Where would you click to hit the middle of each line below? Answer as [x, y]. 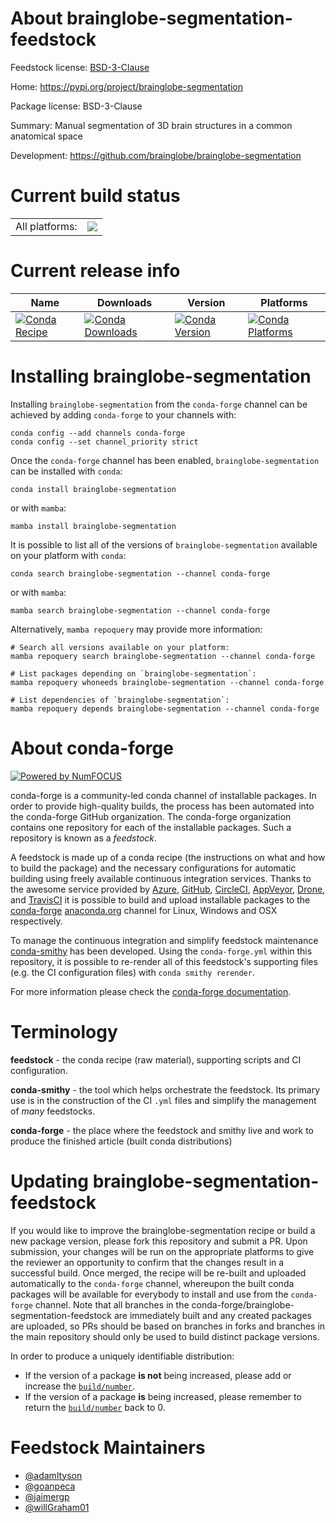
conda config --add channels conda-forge [98, 433]
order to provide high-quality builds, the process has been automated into [162, 806]
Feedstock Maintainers [108, 1447]
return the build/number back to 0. [95, 1407]
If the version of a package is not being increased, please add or [158, 1375]
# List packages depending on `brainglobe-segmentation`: [133, 673]
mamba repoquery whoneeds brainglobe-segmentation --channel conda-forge [167, 682]
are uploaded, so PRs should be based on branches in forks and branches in [168, 1326]
